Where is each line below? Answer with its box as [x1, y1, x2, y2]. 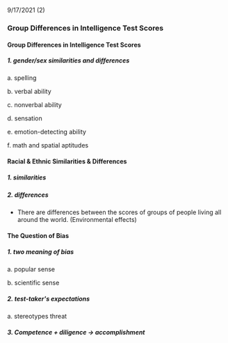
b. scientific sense [7, 278, 60, 287]
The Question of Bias [7, 232, 70, 240]
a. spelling [7, 74, 37, 82]
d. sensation [7, 114, 43, 122]
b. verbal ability [7, 87, 52, 96]
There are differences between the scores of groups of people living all [17, 208, 222, 216]
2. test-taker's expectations [7, 294, 90, 303]
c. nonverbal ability [7, 101, 63, 109]
